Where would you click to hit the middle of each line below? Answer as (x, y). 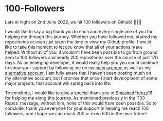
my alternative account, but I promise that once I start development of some (81, 78)
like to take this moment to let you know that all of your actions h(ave (74, 47)
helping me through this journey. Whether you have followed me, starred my (81, 37)
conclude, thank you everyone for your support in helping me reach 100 (77, 108)
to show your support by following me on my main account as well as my (78, 68)
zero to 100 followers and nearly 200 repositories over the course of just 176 (81, 57)
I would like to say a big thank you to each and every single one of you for (79, 31)
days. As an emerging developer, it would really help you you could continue (81, 62)
